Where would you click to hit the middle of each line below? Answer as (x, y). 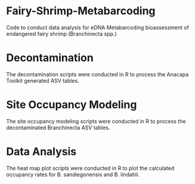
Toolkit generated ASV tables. (43, 80)
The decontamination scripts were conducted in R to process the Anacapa (97, 74)
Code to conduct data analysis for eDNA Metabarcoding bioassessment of (98, 27)
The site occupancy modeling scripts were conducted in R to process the (96, 121)
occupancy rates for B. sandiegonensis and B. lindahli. (73, 174)
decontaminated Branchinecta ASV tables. (58, 127)
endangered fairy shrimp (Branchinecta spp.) (62, 33)
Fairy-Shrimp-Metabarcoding (81, 11)
